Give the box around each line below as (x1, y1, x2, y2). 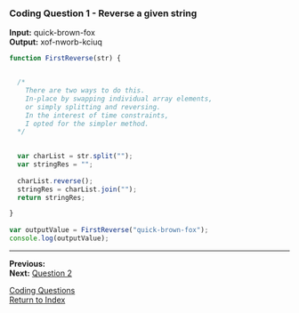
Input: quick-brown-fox (9, 28, 96, 38)
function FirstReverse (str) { (9, 54, 122, 63)
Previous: (9, 258, 46, 269)
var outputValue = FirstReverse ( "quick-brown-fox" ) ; (9, 226, 209, 235)
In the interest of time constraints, (25, 110, 169, 120)
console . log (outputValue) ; (9, 234, 109, 243)
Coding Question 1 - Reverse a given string (9, 7, 198, 20)
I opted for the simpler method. (25, 119, 149, 128)
